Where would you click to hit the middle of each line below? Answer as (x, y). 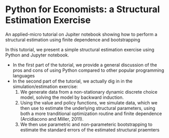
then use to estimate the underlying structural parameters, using (88, 108)
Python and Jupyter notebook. (37, 55)
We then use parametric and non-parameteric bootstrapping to (86, 124)
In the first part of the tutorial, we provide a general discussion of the (85, 65)
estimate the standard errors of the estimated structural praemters (90, 130)
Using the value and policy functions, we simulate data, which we (89, 102)
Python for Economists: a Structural (83, 9)
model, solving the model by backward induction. (72, 97)
